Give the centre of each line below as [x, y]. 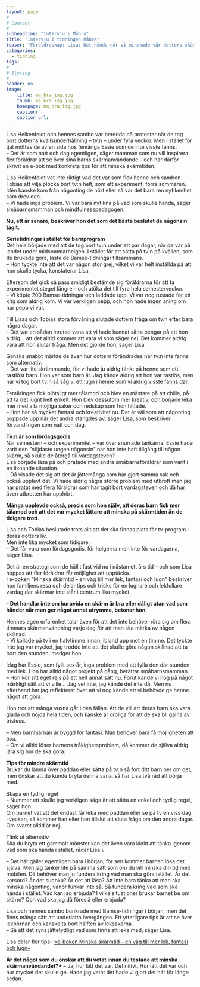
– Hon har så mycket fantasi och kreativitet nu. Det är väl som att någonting [98, 412]
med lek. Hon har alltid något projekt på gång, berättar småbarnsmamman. [98, 671]
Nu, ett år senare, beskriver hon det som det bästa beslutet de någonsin [97, 221]
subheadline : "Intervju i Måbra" [48, 34]
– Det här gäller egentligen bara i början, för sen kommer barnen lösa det [95, 861]
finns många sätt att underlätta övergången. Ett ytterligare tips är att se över [99, 918]
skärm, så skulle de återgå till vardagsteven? [60, 456]
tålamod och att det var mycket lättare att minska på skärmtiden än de [94, 512]
